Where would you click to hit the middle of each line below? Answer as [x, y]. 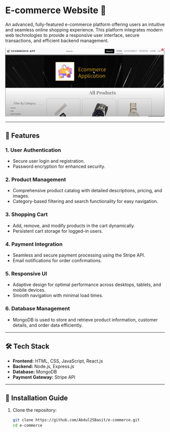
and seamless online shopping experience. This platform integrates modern [84, 29]
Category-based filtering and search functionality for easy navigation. [85, 201]
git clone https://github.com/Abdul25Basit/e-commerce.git [76, 420]
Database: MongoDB [35, 372]
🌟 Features [23, 136]
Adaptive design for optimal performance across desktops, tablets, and [87, 285]
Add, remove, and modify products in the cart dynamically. [74, 226]
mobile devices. [29, 290]
